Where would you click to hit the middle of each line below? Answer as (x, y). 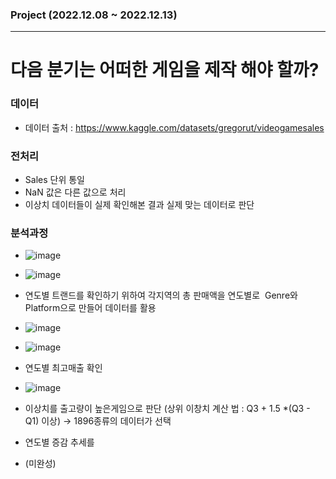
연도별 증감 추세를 (59, 442)
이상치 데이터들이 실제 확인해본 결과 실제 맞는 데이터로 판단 (139, 205)
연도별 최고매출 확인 (63, 368)
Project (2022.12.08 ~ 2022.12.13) (94, 15)
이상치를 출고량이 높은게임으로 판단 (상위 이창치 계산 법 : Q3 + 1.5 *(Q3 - (167, 409)
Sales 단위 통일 (54, 180)
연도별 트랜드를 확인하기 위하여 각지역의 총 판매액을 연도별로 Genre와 (161, 295)
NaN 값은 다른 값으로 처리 (75, 192)
